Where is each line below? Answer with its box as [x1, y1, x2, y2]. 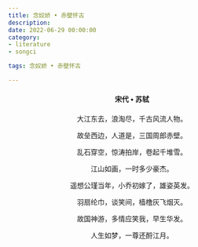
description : [8, 19, 51, 27]
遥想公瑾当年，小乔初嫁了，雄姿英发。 [70, 181, 194, 190]
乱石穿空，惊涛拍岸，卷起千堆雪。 [77, 148, 187, 157]
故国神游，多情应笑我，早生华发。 [77, 215, 187, 223]
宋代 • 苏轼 [115, 94, 149, 104]
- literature [8, 41, 51, 49]
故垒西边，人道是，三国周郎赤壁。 [77, 131, 187, 140]
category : [8, 33, 41, 42]
